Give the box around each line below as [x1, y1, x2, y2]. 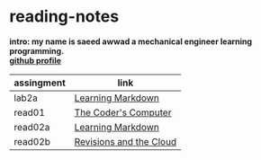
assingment [13, 76, 66, 89]
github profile [9, 55, 61, 66]
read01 [13, 106, 45, 119]
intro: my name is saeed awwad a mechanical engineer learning [9, 36, 253, 47]
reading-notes [9, 6, 120, 27]
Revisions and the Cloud [74, 135, 177, 147]
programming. [9, 45, 65, 56]
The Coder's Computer [74, 106, 172, 119]
